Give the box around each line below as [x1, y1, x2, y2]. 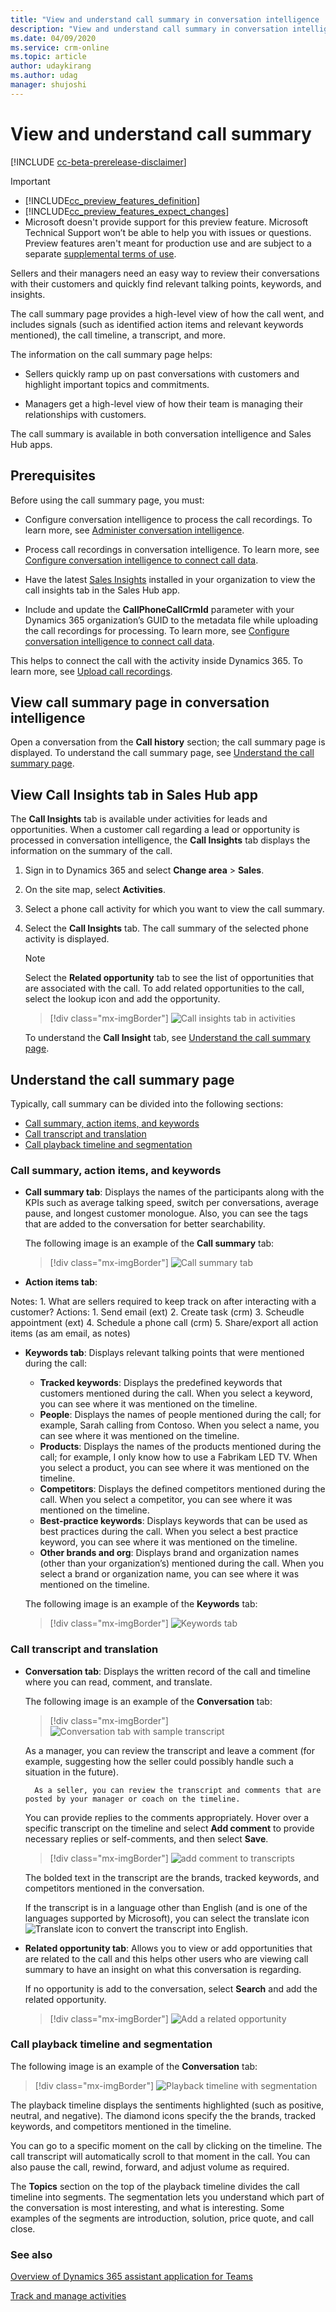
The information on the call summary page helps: [10, 348, 213, 360]
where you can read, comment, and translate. [24, 1676, 213, 1688]
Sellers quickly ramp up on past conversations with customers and [24, 367, 300, 380]
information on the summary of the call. [10, 845, 173, 857]
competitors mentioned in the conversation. [24, 1882, 205, 1894]
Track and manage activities [10, 2290, 127, 2302]
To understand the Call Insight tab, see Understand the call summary [24, 1032, 311, 1044]
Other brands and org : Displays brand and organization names [39, 1547, 300, 1559]
